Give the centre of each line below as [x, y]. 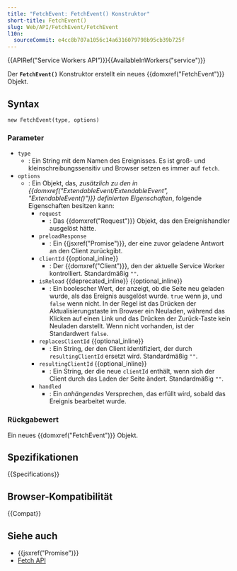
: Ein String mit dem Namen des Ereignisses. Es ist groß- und [117, 161]
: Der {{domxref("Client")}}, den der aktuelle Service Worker [137, 266]
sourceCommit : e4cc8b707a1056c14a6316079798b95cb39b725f [99, 40]
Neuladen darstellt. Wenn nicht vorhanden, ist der [122, 326]
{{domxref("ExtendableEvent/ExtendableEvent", [98, 191]
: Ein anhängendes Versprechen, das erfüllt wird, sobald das [138, 394]
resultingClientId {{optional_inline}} [93, 364]
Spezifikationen [43, 457]
